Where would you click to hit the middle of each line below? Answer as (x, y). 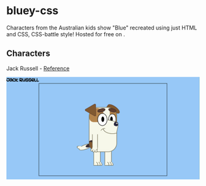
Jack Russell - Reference (38, 68)
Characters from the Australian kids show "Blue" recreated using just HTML (102, 28)
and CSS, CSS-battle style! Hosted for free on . (66, 34)
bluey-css (32, 11)
